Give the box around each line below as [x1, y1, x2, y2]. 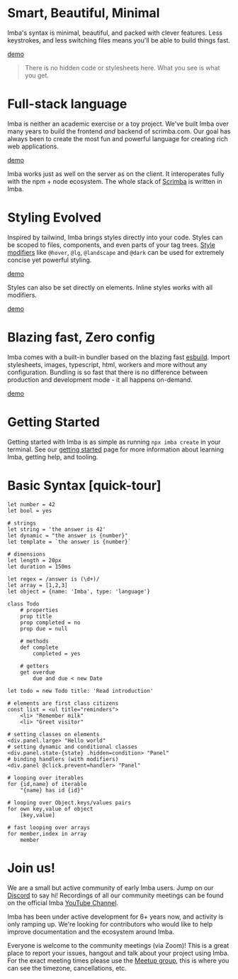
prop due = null [20, 625, 69, 633]
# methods [20, 638, 50, 645]
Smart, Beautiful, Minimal [7, 5, 160, 21]
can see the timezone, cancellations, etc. [7, 963, 127, 972]
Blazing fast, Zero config [7, 329, 156, 345]
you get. [24, 71, 50, 80]
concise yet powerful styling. [7, 256, 92, 264]
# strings [7, 520, 37, 527]
